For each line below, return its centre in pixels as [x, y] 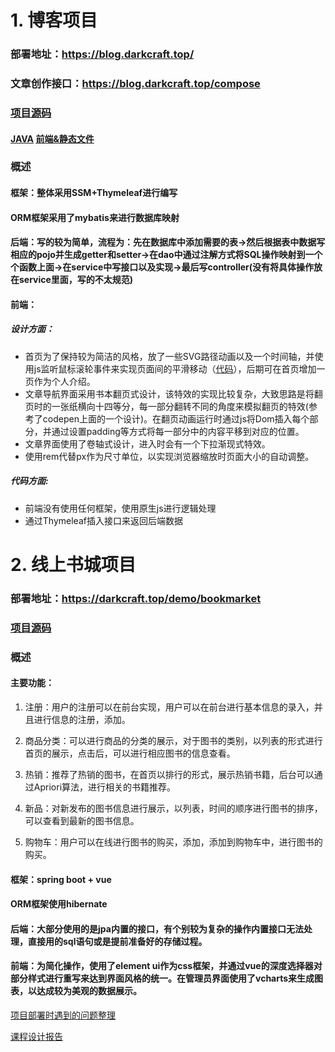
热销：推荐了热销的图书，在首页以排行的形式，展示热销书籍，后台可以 [169, 774]
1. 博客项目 [54, 20]
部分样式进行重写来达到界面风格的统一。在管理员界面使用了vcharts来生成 [162, 978]
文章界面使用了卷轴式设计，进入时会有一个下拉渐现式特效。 [147, 443]
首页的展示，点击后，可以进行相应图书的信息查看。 [130, 753]
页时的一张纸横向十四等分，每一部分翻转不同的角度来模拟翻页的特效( [166, 406]
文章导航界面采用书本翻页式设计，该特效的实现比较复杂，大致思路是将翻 [173, 393]
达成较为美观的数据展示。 [89, 991]
